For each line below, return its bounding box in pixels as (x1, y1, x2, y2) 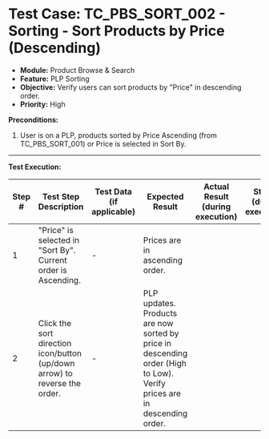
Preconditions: (8, 115, 58, 124)
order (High (143, 357, 187, 369)
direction (38, 337, 72, 348)
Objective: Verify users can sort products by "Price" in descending (19, 82, 242, 92)
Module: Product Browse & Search (19, 65, 135, 75)
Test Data (94, 186, 132, 197)
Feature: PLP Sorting (19, 74, 90, 83)
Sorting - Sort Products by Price (8, 22, 226, 40)
